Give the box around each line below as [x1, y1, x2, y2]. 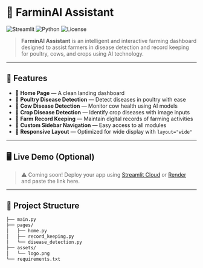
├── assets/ [6, 244, 36, 250]
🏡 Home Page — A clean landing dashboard [14, 89, 125, 96]
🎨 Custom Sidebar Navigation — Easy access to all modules [14, 121, 167, 129]
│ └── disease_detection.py [6, 239, 83, 245]
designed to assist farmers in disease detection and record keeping [21, 44, 189, 51]
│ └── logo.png [6, 250, 50, 257]
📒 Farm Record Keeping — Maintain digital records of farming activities [14, 115, 193, 122]
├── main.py [6, 217, 36, 223]
